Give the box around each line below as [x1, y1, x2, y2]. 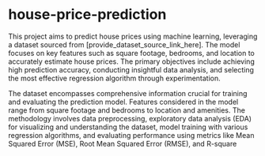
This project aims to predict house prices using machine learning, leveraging [8, 32, 258, 41]
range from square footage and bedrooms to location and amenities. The [8, 105, 245, 115]
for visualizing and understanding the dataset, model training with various [8, 122, 248, 132]
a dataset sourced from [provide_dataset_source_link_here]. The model [8, 39, 240, 49]
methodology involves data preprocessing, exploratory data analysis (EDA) [8, 113, 252, 123]
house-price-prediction [8, 6, 167, 24]
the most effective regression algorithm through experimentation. [8, 73, 221, 83]
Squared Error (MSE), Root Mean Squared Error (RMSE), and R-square [8, 139, 237, 148]
